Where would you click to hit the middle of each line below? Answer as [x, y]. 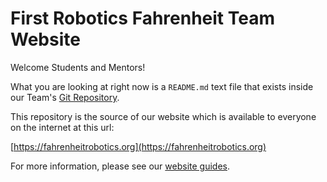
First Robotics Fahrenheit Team [142, 18]
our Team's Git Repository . [65, 97]
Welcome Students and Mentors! [78, 67]
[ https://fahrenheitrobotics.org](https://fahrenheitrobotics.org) [138, 146]
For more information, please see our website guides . [120, 166]
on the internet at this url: [62, 127]
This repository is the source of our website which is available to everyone [163, 116]
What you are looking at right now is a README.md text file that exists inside [162, 86]
